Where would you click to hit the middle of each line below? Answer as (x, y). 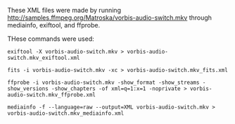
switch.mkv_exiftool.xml (44, 58)
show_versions (28, 89)
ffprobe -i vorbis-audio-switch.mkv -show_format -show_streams (103, 82)
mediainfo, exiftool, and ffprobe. (54, 25)
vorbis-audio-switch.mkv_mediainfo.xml (66, 113)
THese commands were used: (51, 39)
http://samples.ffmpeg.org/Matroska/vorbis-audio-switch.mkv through (110, 18)
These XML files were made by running (64, 10)
